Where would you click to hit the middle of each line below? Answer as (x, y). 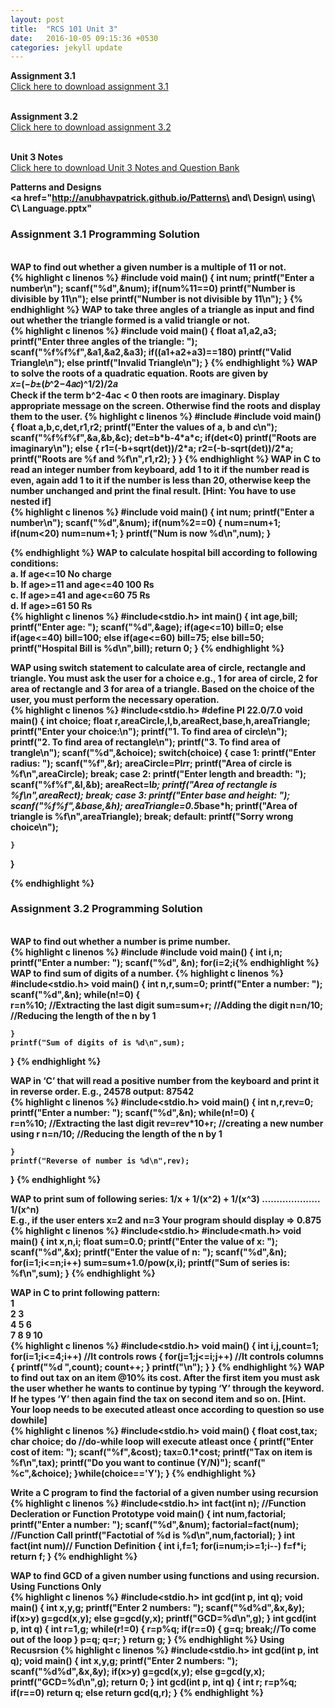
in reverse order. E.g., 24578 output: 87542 (102, 1091)
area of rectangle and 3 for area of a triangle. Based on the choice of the (162, 688)
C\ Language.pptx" (51, 208)
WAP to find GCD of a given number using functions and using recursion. (165, 1575)
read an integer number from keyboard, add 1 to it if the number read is (160, 469)
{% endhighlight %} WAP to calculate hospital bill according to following (164, 552)
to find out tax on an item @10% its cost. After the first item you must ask (165, 1377)
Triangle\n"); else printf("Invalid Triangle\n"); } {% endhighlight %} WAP (164, 362)
